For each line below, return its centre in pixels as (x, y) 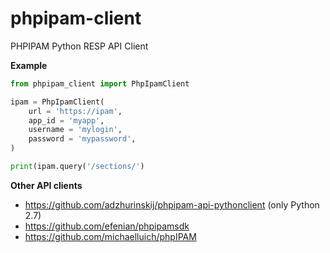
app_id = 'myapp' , (66, 120)
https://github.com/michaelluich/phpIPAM (110, 236)
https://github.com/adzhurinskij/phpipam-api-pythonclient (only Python (172, 204)
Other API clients (46, 185)
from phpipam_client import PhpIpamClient (100, 83)
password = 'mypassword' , (82, 139)
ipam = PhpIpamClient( (57, 102)
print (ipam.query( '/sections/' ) (77, 167)
